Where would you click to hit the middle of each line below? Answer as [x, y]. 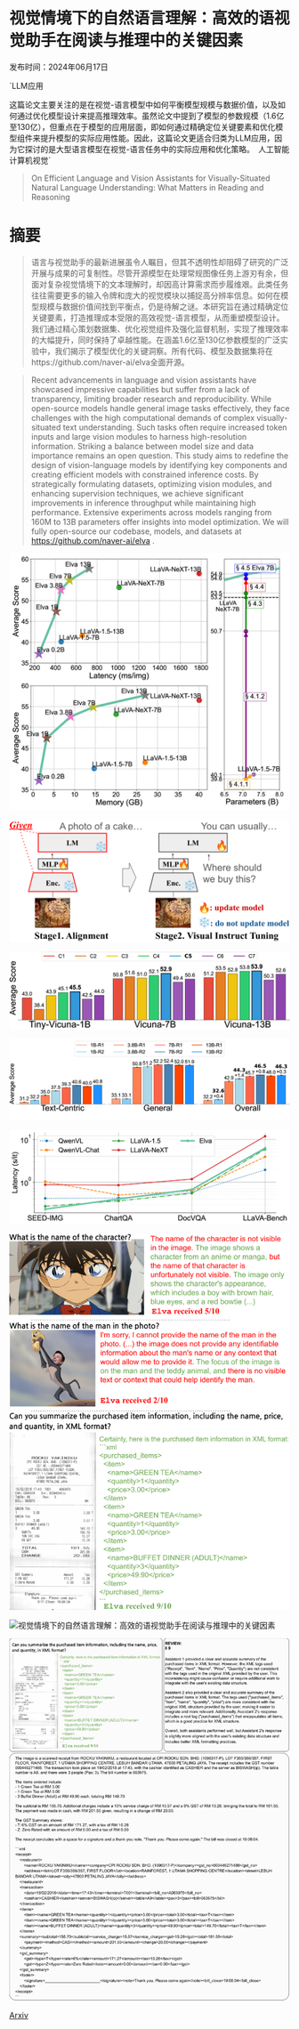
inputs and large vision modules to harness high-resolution [139, 436]
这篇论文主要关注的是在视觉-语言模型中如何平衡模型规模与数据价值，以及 [144, 104]
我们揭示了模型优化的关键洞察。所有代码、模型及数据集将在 [164, 351]
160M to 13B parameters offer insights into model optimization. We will [160, 521]
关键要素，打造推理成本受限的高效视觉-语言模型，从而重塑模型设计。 [158, 318]
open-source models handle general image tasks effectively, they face [160, 408]
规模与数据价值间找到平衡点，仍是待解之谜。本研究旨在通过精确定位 [164, 306]
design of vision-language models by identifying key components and [159, 465]
